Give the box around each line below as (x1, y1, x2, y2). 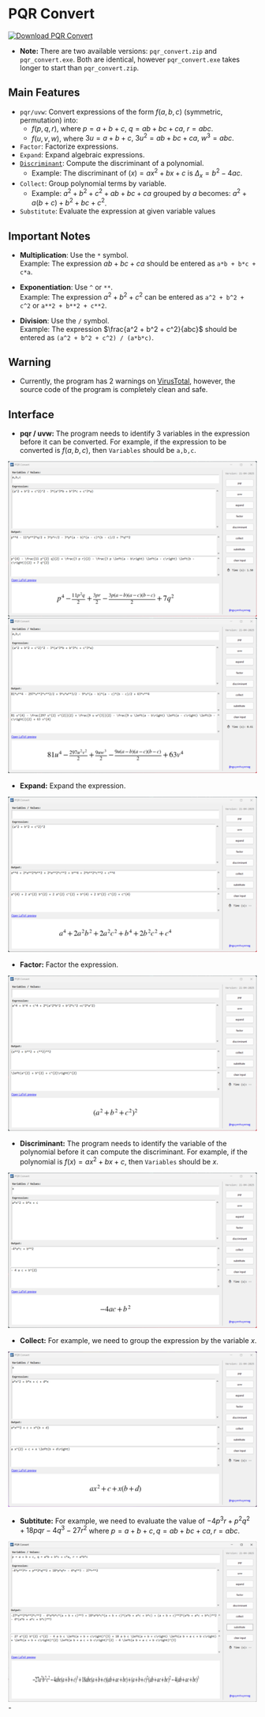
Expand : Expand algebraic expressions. (19, 150, 145, 160)
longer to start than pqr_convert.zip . (19, 62, 140, 72)
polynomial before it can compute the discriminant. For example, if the (19, 1147, 248, 1157)
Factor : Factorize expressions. (19, 142, 119, 151)
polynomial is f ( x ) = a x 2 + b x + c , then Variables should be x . (19, 1156, 219, 1166)
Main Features (8, 86, 80, 100)
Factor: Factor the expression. (19, 960, 118, 969)
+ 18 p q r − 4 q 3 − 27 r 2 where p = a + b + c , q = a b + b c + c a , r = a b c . (19, 1524, 241, 1535)
